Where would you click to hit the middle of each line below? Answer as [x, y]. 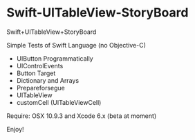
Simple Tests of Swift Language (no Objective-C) [76, 45]
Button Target [36, 73]
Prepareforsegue [40, 88]
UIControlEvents [40, 66]
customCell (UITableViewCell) [59, 102]
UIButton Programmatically [55, 58]
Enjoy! [16, 129]
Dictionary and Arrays [48, 80]
